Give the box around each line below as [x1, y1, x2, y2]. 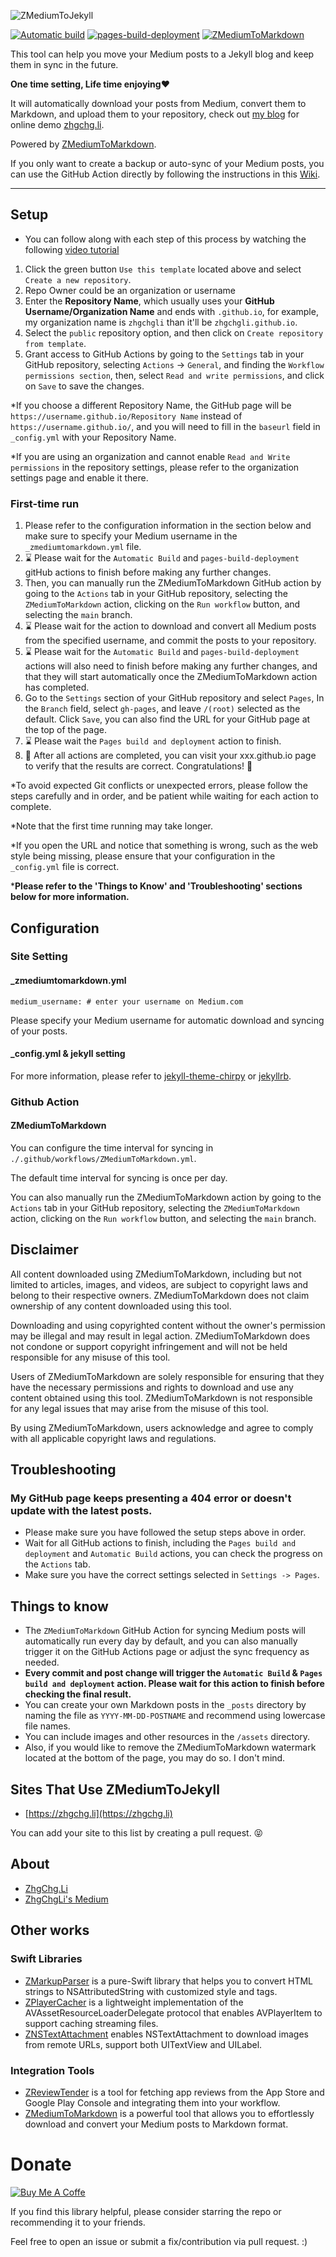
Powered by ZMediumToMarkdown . [10, 138, 157, 150]
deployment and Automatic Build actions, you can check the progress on [24, 1548, 323, 1560]
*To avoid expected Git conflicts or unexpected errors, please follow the [10, 780, 308, 792]
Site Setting [10, 950, 68, 964]
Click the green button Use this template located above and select [24, 263, 302, 275]
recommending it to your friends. [10, 2216, 146, 2228]
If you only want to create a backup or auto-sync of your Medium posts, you [10, 158, 325, 169]
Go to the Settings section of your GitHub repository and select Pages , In [24, 692, 325, 704]
